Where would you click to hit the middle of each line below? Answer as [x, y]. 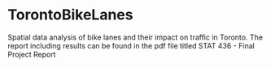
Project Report [32, 54]
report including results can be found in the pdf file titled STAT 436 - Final [131, 45]
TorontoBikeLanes [70, 15]
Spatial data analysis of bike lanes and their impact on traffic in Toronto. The [135, 37]
